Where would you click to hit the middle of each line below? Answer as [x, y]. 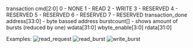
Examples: [19, 39]
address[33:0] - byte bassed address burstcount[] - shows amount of [92, 21]
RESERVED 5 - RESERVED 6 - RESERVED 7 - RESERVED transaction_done [97, 15]
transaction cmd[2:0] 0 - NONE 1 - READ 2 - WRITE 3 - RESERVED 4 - [92, 9]
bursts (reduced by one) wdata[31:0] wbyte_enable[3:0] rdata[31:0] [89, 27]
